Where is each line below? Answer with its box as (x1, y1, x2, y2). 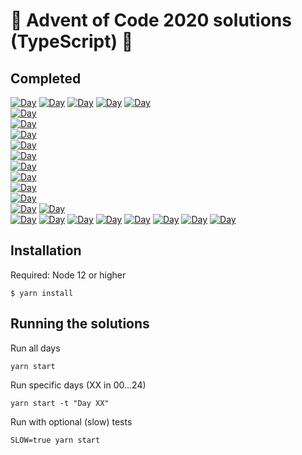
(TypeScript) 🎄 (10, 30, 134, 53)
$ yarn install (10, 288, 74, 298)
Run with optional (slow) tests (10, 415, 133, 428)
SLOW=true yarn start (10, 435, 101, 445)
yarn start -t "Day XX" (10, 398, 110, 408)
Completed (10, 70, 82, 87)
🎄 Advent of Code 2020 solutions (10, 9, 292, 32)
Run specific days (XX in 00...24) (10, 379, 147, 391)
